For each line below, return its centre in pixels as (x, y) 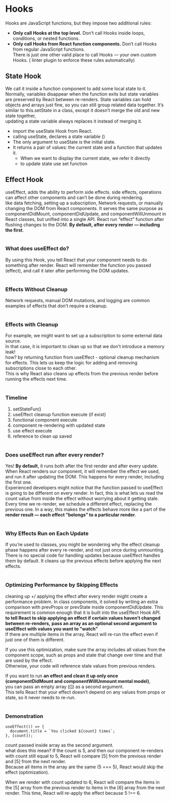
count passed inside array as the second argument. (59, 745)
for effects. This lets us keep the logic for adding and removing (71, 363)
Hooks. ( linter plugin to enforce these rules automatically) (74, 60)
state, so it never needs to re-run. (40, 697)
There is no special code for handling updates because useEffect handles (83, 556)
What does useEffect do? (37, 248)
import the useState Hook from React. (53, 131)
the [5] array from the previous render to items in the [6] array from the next (85, 787)
